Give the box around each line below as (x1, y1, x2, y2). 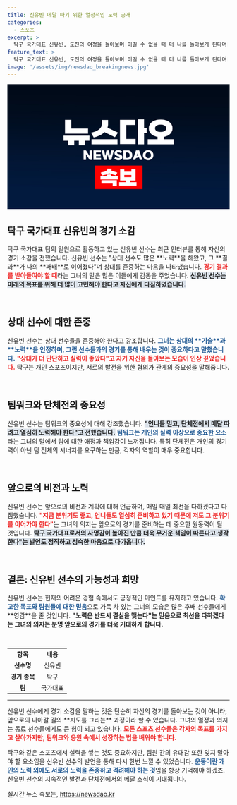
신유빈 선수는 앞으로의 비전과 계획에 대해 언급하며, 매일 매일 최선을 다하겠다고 (7, 502, 220, 511)
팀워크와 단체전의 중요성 (7, 399, 106, 411)
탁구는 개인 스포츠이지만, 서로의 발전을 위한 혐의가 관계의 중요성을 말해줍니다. (16, 363, 229, 371)
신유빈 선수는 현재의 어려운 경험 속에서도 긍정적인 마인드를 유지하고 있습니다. (7, 593, 219, 603)
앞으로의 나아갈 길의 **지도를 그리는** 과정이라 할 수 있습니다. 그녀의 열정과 (7, 716, 215, 725)
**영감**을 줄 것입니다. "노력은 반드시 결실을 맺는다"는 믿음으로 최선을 (7, 611, 200, 620)
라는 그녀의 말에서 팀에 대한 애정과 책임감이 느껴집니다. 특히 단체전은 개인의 (7, 437, 214, 445)
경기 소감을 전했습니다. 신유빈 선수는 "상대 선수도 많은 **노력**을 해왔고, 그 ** (7, 254, 222, 262)
